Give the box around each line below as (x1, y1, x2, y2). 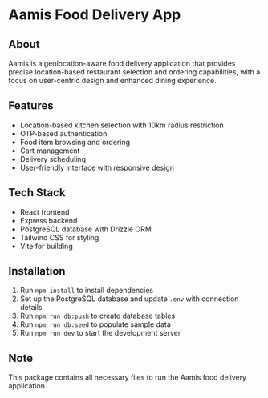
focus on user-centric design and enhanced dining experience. (8, 76, 217, 85)
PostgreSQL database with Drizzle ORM (19, 224, 152, 234)
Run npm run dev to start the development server (19, 328, 181, 338)
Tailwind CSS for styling (19, 232, 99, 242)
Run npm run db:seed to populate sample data (19, 320, 171, 329)
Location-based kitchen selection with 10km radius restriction (19, 120, 225, 130)
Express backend (19, 215, 78, 225)
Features (8, 98, 54, 113)
